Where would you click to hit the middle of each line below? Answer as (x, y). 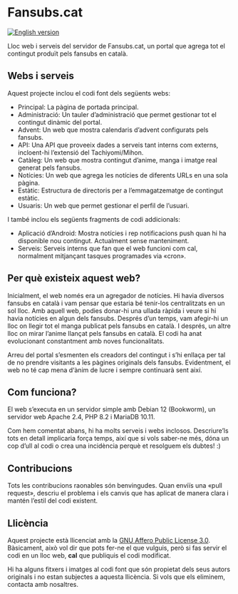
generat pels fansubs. (50, 168)
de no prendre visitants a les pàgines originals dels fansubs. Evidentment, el (119, 362)
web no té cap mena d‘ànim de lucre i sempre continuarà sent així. (105, 370)
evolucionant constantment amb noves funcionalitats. (86, 341)
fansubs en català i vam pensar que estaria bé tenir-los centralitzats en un (116, 303)
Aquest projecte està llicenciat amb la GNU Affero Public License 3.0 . (109, 540)
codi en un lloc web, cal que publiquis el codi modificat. (89, 555)
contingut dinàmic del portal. (60, 122)
